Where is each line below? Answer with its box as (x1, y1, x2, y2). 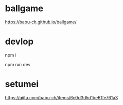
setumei (5, 79, 39, 90)
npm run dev (5, 61, 31, 67)
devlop (5, 36, 34, 47)
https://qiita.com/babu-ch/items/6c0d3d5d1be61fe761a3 (5, 94, 118, 100)
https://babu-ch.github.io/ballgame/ (5, 19, 77, 25)
